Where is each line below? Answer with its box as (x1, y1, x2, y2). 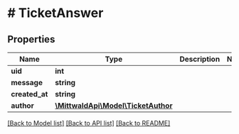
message (11, 78, 43, 87)
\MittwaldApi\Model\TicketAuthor (54, 101, 173, 111)
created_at (11, 89, 48, 99)
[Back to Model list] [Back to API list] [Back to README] (7, 119, 171, 127)
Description (179, 55, 221, 64)
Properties (7, 33, 55, 45)
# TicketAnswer (7, 5, 104, 21)
